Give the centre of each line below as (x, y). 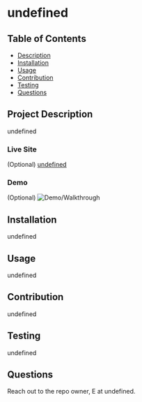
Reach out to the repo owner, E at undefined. (71, 392)
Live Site (22, 149)
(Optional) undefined (37, 165)
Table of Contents (47, 39)
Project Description (50, 114)
